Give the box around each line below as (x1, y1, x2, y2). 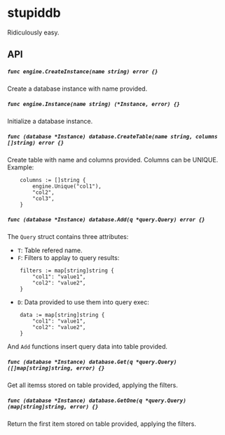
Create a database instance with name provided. (7, 84, 148, 93)
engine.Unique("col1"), (32, 183, 102, 190)
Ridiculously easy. (7, 28, 60, 37)
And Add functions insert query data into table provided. (7, 342, 168, 351)
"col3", (32, 195, 55, 202)
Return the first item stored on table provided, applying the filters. (7, 420, 196, 428)
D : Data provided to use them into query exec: (17, 298, 149, 306)
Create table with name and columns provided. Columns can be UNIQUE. (7, 156, 219, 164)
